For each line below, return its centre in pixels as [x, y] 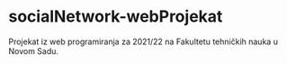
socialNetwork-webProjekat [116, 17]
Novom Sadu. [34, 50]
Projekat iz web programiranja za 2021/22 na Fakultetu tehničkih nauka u [143, 41]
